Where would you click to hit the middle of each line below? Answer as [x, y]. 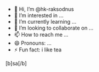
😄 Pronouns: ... [33, 43]
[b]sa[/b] [16, 63]
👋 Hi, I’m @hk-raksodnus [44, 9]
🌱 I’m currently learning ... [45, 22]
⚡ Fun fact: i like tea [38, 50]
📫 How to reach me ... [41, 35]
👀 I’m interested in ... [39, 15]
